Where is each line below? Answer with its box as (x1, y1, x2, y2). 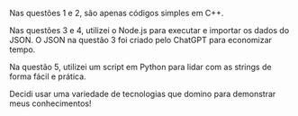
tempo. (9, 44, 36, 55)
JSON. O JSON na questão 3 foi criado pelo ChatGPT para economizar (9, 35, 273, 45)
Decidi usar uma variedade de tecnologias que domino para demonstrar (9, 89, 276, 99)
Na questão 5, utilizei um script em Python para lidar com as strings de (9, 62, 272, 72)
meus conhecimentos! (9, 98, 92, 109)
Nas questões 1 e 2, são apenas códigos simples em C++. (9, 8, 224, 18)
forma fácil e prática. (9, 71, 87, 82)
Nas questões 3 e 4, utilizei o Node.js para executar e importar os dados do (9, 25, 290, 35)
